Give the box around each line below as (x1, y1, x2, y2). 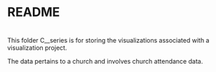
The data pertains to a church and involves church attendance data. (7, 57, 203, 66)
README (7, 4, 60, 20)
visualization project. (7, 43, 67, 52)
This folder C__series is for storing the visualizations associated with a (7, 36, 210, 45)
